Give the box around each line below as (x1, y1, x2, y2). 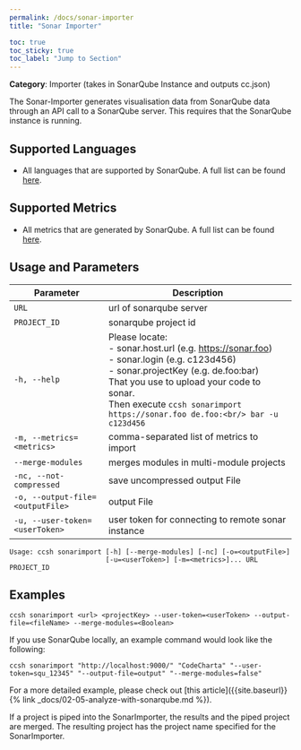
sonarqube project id (108, 315, 196, 328)
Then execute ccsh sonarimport (108, 398, 242, 410)
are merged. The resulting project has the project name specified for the (9, 721, 276, 732)
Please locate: (108, 331, 168, 343)
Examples (9, 587, 65, 602)
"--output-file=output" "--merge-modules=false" (77, 669, 262, 678)
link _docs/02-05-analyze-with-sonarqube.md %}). (21, 694, 212, 705)
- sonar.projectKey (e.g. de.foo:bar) (108, 364, 260, 376)
